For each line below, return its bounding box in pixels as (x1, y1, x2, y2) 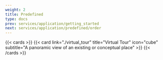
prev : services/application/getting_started (5, 21, 99, 26)
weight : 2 (5, 7, 26, 12)
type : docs (5, 16, 28, 21)
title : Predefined (5, 12, 43, 17)
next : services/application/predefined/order (5, 26, 101, 31)
